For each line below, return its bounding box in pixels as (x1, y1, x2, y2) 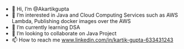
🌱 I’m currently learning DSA (11, 24, 80, 31)
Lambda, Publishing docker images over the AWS (11, 18, 131, 24)
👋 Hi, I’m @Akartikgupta (11, 6, 69, 12)
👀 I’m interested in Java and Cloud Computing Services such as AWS (11, 12, 179, 18)
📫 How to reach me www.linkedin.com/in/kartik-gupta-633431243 (11, 36, 174, 43)
